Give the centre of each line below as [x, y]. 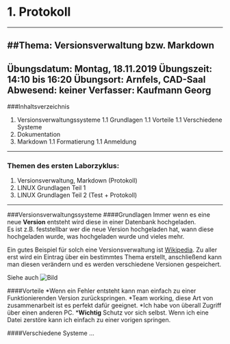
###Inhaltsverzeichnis [38, 107]
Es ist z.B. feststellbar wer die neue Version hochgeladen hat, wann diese [111, 229]
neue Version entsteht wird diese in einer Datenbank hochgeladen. [102, 222]
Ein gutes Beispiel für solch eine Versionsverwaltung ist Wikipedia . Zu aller [112, 250]
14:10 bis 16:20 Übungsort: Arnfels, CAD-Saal [106, 79]
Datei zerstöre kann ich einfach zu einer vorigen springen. [89, 320]
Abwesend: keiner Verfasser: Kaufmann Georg [109, 90]
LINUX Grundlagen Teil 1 [51, 188]
